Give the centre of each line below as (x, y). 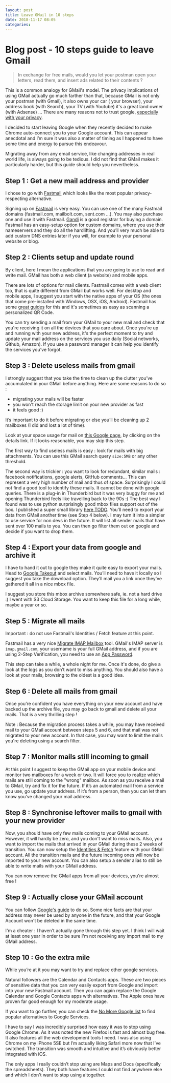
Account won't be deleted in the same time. (51, 920)
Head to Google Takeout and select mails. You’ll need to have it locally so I (83, 573)
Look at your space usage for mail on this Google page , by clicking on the (83, 435)
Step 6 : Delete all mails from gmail (61, 691)
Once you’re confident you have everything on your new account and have (84, 704)
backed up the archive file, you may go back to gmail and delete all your (81, 709)
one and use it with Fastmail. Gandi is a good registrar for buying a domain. (84, 219)
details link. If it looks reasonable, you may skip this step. (65, 440)
